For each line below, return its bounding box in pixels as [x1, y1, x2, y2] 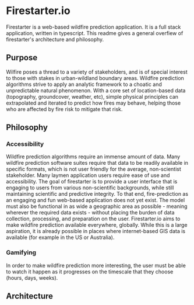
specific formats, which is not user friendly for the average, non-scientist [6, 165, 182, 173]
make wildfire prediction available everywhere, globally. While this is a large [6, 221, 188, 228]
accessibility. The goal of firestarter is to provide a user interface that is [6, 178, 178, 185]
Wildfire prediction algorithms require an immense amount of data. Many [6, 153, 181, 160]
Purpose [6, 53, 38, 63]
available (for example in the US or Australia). [6, 234, 115, 241]
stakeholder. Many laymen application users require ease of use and [6, 172, 170, 179]
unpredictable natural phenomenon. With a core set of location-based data [6, 86, 186, 94]
